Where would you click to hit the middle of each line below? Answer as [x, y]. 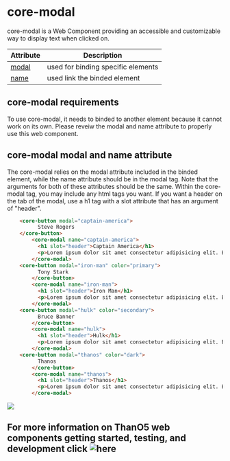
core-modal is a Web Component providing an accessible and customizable [114, 31]
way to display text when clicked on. [58, 38]
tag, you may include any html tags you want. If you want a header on [124, 194]
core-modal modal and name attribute [90, 155]
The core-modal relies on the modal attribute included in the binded [103, 172]
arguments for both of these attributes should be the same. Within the [105, 186]
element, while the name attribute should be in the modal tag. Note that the [113, 179]
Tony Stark [53, 272]
